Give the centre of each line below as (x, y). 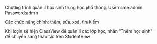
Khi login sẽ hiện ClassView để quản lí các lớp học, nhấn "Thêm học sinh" (79, 31)
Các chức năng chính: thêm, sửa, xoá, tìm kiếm (52, 22)
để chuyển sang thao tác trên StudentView (48, 37)
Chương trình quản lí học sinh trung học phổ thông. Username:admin (74, 7)
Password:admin (22, 13)
